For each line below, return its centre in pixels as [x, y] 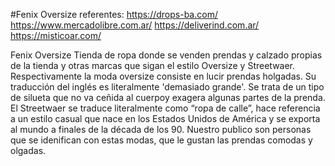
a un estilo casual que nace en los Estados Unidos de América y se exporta [165, 118]
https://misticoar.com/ [56, 35]
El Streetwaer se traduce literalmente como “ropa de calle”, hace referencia [165, 108]
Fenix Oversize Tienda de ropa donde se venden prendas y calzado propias [166, 55]
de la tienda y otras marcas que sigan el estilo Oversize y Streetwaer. [153, 65]
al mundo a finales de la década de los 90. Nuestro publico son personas [161, 129]
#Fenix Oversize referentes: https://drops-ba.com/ [114, 14]
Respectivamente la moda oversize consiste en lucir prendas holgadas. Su [163, 76]
